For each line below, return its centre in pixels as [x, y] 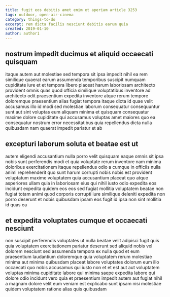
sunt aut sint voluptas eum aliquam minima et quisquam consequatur [77, 112]
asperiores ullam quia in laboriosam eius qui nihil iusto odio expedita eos [81, 183]
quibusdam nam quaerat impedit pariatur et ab [54, 128]
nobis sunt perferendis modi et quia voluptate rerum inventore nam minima [83, 161]
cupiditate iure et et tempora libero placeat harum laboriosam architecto [80, 85]
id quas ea [16, 205]
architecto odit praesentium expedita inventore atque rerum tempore [77, 96]
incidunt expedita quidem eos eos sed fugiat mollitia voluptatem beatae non [84, 189]
